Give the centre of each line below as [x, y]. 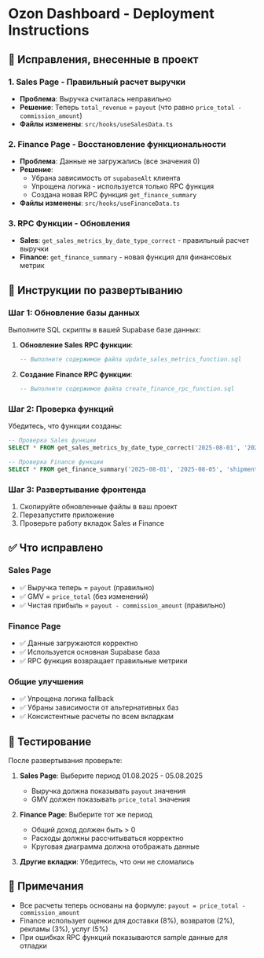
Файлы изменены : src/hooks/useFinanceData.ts [100, 203]
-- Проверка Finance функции [56, 462]
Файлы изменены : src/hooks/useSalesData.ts [96, 123]
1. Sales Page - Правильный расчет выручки [97, 82]
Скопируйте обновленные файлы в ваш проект [99, 507]
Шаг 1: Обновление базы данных [74, 313]
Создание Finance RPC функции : [76, 375]
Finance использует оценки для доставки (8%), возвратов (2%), [127, 920]
